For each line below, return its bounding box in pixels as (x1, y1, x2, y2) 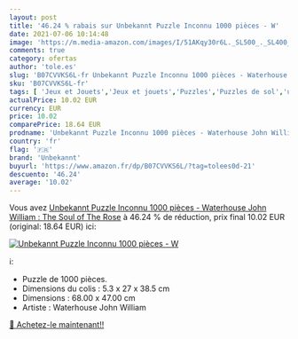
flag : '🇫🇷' (9, 145, 53, 154)
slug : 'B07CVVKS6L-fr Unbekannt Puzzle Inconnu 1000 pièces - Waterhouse (9, 71, 288, 80)
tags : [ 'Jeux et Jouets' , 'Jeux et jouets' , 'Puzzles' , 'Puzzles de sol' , (9, 87, 284, 96)
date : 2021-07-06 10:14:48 (9, 29, 109, 38)
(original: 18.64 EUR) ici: (9, 221, 97, 232)
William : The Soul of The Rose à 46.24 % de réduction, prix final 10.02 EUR (9, 212, 286, 223)
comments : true (9, 46, 66, 55)
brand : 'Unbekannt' (9, 153, 82, 162)
